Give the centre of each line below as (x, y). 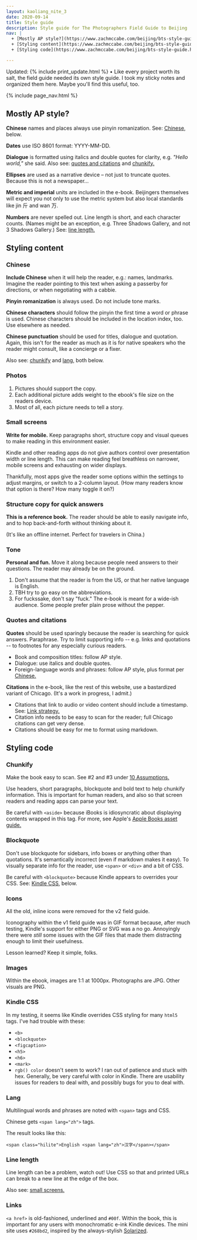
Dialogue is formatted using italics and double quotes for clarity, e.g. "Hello (97, 157)
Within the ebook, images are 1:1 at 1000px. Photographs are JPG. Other (93, 981)
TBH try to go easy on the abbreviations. (63, 593)
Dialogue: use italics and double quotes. (63, 663)
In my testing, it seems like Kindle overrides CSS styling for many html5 (92, 1015)
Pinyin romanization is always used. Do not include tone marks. (84, 301)
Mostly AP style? (38, 114)
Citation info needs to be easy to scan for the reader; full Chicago (94, 717)
